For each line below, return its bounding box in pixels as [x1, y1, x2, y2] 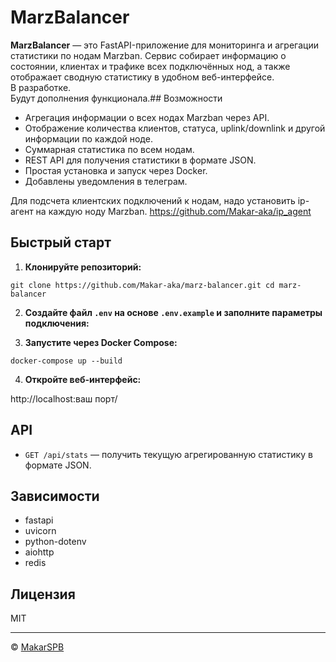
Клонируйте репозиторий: [24, 261, 142, 273]
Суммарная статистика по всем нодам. [24, 143, 195, 155]
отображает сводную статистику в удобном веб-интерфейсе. [10, 71, 275, 83]
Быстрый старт [10, 234, 112, 251]
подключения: [24, 317, 90, 329]
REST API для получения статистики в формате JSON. [24, 154, 257, 166]
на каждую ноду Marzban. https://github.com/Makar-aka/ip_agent [35, 205, 312, 217]
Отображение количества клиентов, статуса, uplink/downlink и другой [24, 122, 326, 134]
